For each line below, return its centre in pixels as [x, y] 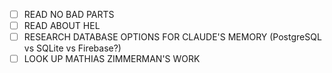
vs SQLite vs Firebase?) [72, 48]
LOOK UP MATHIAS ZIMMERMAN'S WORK [112, 59]
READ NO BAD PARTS [69, 14]
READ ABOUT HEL [62, 26]
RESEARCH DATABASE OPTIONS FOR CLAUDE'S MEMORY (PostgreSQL [172, 37]
